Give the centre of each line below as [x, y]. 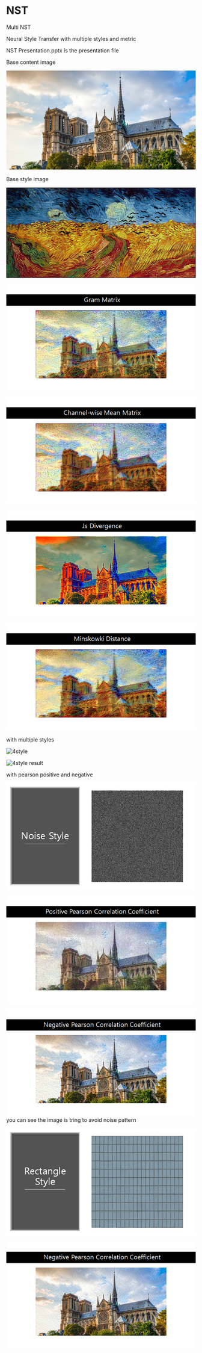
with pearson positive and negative [50, 775]
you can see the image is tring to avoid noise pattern [71, 1120]
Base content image [31, 62]
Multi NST [19, 27]
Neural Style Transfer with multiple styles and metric [71, 39]
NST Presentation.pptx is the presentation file [63, 50]
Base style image [28, 179]
